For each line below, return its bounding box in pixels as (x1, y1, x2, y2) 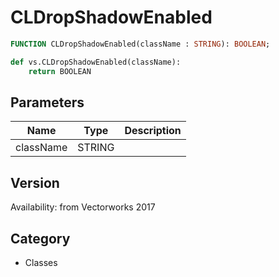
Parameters (10, 94, 85, 111)
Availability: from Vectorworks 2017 (10, 201, 156, 213)
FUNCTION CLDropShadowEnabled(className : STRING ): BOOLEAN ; (10, 39, 271, 49)
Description (124, 124, 182, 138)
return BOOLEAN (28, 66, 92, 76)
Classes (24, 257, 58, 268)
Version (10, 174, 60, 191)
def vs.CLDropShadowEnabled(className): (10, 57, 182, 67)
